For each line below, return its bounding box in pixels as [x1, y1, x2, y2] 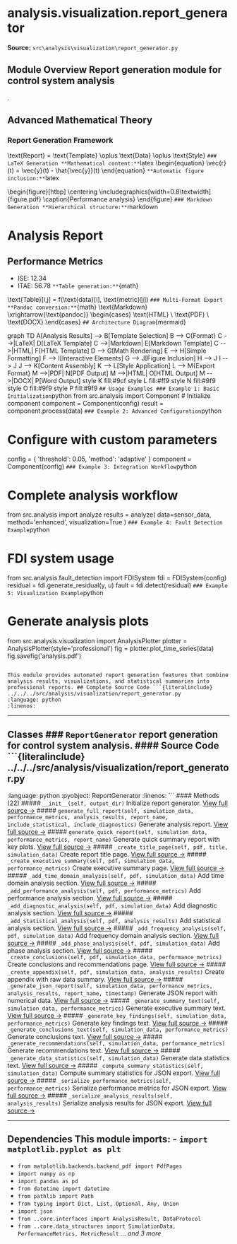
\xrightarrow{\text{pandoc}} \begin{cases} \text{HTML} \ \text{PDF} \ [7, 310, 209, 319]
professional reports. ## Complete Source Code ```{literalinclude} [7, 684, 213, 691]
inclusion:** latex [7, 174, 60, 182]
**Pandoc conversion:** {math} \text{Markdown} [7, 303, 148, 312]
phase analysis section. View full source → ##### [7, 946, 153, 955]
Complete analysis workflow [7, 487, 178, 503]
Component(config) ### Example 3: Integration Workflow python [7, 462, 197, 471]
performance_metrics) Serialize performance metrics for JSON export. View [7, 1084, 227, 1092]
